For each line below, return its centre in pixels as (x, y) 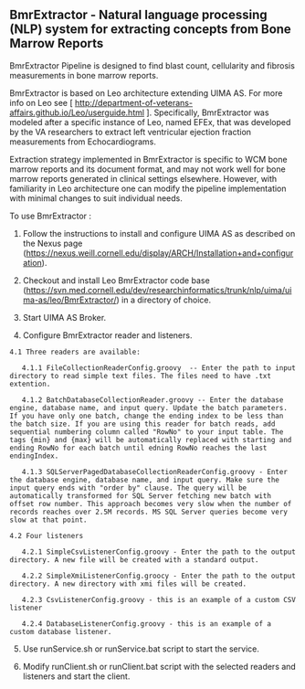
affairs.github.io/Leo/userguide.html (77, 112)
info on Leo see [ (41, 102)
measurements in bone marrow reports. (84, 75)
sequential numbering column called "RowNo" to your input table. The (147, 432)
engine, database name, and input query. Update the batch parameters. (148, 408)
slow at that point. (49, 520)
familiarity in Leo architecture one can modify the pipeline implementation (148, 188)
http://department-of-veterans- (134, 102)
